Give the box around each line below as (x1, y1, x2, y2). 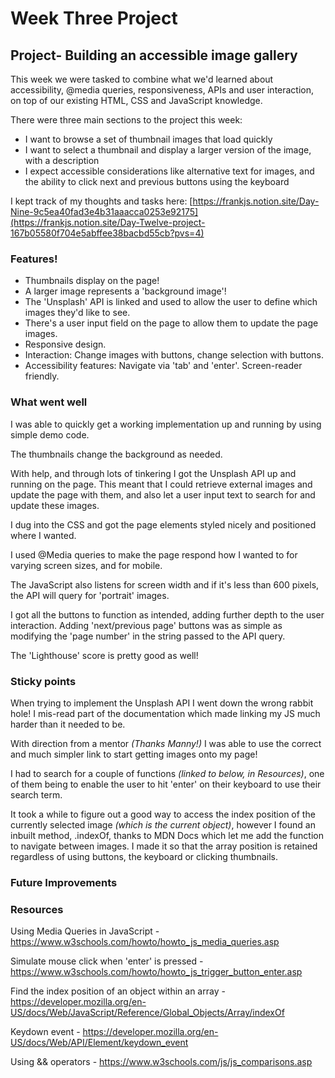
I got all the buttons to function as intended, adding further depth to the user (10, 608, 325, 621)
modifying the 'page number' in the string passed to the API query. (10, 630, 286, 642)
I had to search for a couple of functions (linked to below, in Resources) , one (10, 767, 325, 779)
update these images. (10, 499, 100, 511)
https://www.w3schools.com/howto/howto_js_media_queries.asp (10, 936, 280, 948)
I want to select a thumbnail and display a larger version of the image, (24, 144, 312, 156)
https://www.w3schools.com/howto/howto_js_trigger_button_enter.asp (10, 966, 303, 978)
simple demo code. (10, 428, 90, 441)
